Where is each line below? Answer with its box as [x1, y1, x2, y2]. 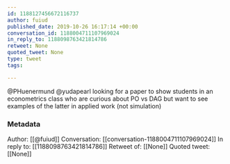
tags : [7, 62, 23, 69]
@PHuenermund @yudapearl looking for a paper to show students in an [7, 87, 213, 95]
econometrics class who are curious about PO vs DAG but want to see [7, 95, 208, 103]
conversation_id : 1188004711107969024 [7, 29, 120, 37]
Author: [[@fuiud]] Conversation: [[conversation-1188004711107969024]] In [7, 135, 224, 143]
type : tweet [7, 56, 42, 63]
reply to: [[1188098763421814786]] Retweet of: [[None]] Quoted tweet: [7, 142, 211, 150]
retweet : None [7, 42, 49, 49]
